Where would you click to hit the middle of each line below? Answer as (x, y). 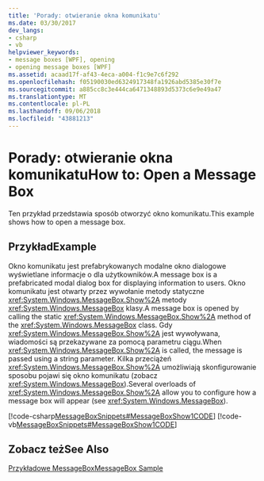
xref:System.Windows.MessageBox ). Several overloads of (102, 384)
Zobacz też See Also (59, 450)
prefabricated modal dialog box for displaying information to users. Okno (127, 283)
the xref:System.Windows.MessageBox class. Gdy (90, 325)
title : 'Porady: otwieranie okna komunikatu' (84, 15)
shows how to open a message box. (67, 222)
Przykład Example (52, 247)
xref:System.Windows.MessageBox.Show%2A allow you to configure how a (132, 392)
